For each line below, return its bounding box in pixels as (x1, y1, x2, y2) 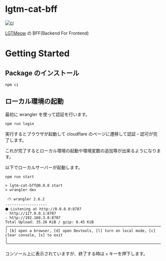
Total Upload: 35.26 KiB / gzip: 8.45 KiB (5, 220, 94, 225)
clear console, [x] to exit (5, 233, 63, 238)
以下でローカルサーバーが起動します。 (5, 164, 83, 170)
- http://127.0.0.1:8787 (5, 211, 56, 216)
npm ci (5, 82, 19, 87)
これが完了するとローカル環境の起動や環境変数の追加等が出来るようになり (5, 147, 157, 153)
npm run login (5, 121, 35, 126)
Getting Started (5, 48, 70, 59)
